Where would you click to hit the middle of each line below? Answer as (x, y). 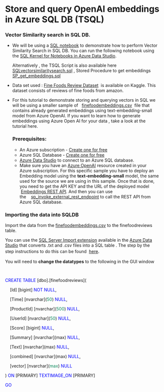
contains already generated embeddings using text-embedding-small (82, 111)
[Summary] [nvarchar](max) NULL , (45, 337)
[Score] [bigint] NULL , (32, 328)
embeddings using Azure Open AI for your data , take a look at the (79, 121)
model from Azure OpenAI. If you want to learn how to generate (76, 116)
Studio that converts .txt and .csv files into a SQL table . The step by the (78, 245)
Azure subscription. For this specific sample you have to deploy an (87, 170)
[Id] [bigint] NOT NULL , (33, 290)
